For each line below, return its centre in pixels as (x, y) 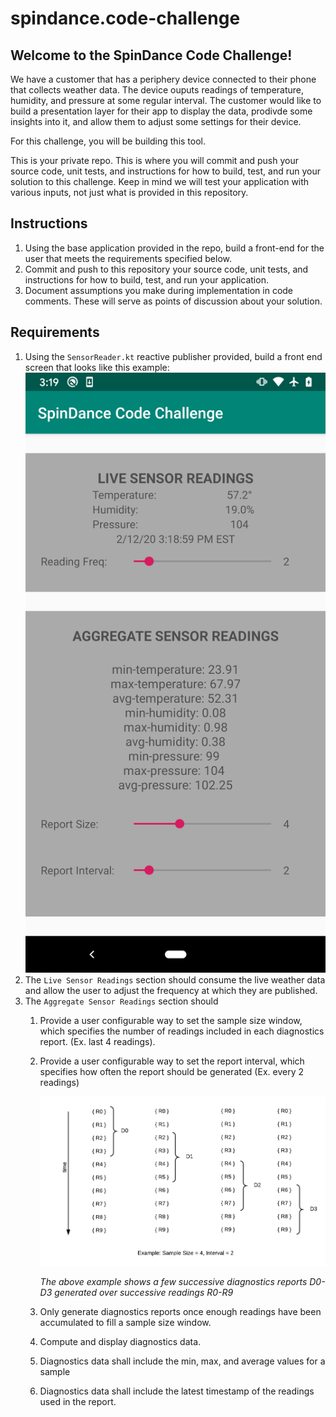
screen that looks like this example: (97, 367)
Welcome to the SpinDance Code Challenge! (151, 55)
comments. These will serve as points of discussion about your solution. (173, 301)
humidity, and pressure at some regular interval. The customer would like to (166, 100)
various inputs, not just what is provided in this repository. (129, 192)
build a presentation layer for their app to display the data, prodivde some (161, 111)
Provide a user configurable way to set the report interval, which (172, 1061)
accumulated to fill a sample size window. (125, 1322)
